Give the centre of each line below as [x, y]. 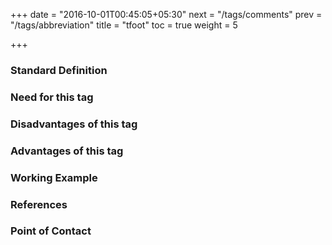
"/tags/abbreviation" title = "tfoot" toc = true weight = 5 [124, 25]
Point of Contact [51, 231]
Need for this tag [52, 97]
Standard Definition [59, 70]
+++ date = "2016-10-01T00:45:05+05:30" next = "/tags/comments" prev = [166, 14]
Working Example [54, 177]
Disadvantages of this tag [74, 124]
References [39, 204]
